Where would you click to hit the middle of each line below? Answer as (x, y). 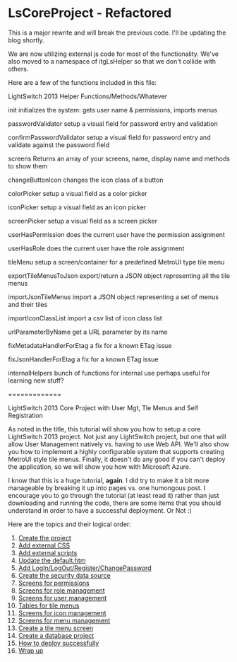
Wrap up (31, 650)
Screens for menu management (64, 620)
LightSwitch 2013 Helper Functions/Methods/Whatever (88, 96)
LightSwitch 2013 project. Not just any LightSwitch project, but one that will (117, 436)
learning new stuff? (36, 381)
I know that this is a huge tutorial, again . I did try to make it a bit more (109, 480)
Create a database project (56, 635)
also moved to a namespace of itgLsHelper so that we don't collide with (112, 61)
